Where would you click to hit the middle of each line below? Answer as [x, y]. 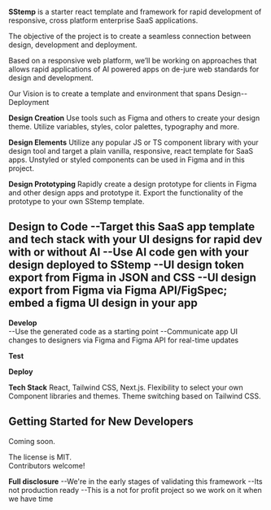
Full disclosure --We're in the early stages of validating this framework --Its [135, 481]
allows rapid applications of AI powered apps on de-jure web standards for [134, 69]
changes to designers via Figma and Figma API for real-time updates [124, 340]
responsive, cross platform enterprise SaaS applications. [103, 20]
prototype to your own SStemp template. [76, 201]
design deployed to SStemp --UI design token [126, 265]
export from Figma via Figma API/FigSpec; [118, 291]
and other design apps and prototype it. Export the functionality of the [126, 193]
